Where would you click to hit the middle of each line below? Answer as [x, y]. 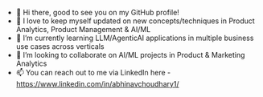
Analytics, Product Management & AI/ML [83, 29]
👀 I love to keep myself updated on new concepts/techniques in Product [135, 21]
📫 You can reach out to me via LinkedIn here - [93, 73]
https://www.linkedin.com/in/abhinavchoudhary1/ [97, 84]
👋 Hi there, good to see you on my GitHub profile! [97, 12]
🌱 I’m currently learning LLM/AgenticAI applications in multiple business [135, 38]
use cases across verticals [60, 46]
